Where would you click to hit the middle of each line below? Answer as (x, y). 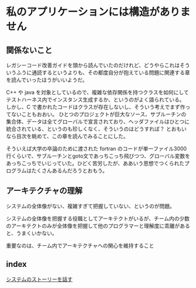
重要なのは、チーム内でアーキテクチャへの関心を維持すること (80, 245)
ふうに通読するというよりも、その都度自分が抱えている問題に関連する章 (103, 73)
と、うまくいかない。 (32, 233)
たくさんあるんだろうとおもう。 (70, 171)
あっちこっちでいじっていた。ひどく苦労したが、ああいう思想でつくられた (95, 163)
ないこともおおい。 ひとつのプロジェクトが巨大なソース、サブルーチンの (99, 114)
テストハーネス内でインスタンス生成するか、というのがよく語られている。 (96, 100)
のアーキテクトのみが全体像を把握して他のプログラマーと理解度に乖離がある (98, 225)
